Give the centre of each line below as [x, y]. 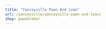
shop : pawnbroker [23, 19]
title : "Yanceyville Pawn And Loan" [42, 10]
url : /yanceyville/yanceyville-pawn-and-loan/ [53, 14]
